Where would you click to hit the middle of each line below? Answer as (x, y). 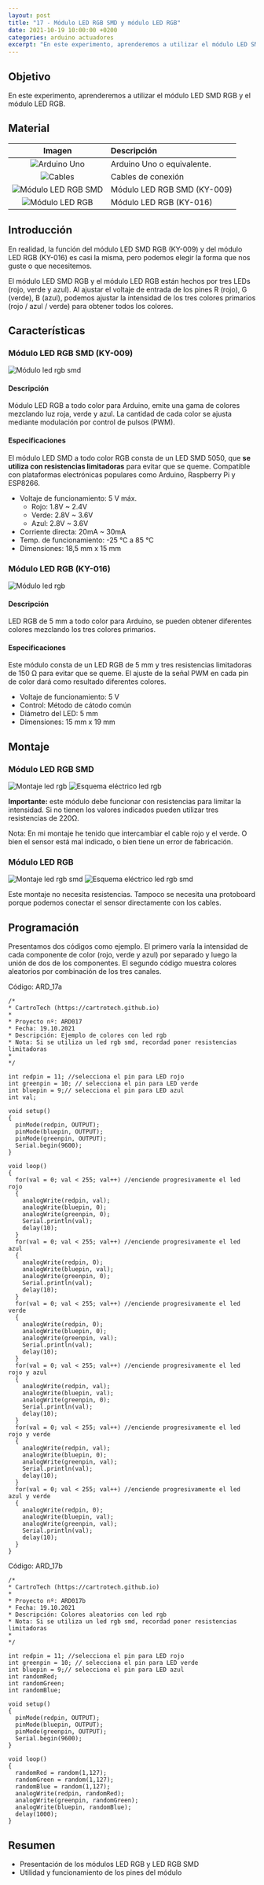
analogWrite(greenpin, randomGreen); (77, 1801)
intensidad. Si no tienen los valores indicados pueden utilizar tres (113, 810)
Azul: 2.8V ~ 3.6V (60, 523)
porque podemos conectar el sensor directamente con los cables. (115, 903)
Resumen (32, 1845)
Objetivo (29, 77)
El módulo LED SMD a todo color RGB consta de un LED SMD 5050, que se (130, 457)
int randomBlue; (35, 1691)
